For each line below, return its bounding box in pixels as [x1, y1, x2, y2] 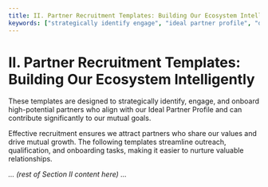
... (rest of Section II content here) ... [8, 169, 128, 179]
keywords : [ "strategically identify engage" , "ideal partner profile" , [8, 19, 251, 27]
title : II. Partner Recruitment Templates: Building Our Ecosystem [8, 11, 238, 20]
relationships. [8, 154, 53, 164]
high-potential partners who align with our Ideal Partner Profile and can [8, 105, 242, 115]
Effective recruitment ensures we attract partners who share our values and [8, 129, 257, 138]
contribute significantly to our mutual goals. [8, 113, 152, 123]
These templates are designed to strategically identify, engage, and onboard [8, 96, 260, 106]
